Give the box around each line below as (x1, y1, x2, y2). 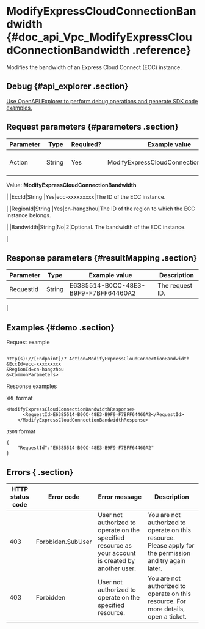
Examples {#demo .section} (6, 322, 115, 333)
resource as (97, 542, 132, 549)
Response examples (6, 382, 57, 390)
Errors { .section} (6, 467, 74, 477)
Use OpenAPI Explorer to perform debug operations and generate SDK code (6, 97, 198, 105)
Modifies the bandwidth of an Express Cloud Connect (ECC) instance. (6, 63, 182, 71)
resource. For (147, 597, 186, 605)
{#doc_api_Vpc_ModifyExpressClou (6, 31, 192, 44)
